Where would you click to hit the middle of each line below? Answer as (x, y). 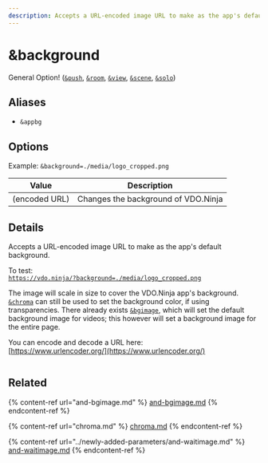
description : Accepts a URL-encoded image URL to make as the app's (124, 16)
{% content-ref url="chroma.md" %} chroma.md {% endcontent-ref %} (126, 426)
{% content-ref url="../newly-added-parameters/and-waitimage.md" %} (127, 441)
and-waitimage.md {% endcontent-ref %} (77, 450)
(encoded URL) (41, 199)
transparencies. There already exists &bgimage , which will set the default (126, 310)
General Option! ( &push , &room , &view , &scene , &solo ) (92, 77)
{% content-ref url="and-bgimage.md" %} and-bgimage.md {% (113, 402)
